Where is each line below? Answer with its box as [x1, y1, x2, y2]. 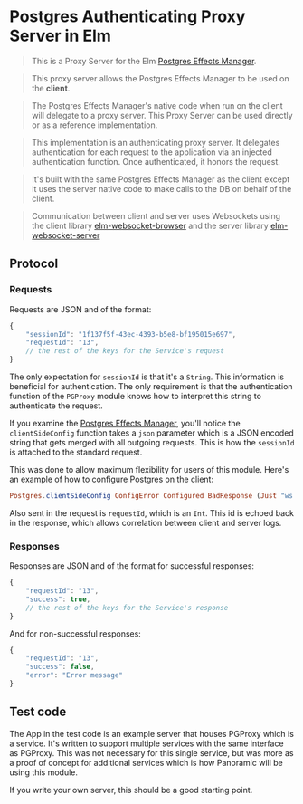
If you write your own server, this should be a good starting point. [9, 784, 253, 795]
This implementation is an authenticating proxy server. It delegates [31, 137, 280, 148]
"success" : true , [25, 595, 91, 604]
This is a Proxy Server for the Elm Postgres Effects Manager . [31, 55, 257, 66]
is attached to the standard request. [9, 446, 143, 457]
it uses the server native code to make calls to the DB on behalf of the [31, 183, 292, 194]
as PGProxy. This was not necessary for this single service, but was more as [9, 747, 294, 758]
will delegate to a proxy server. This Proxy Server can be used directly [31, 110, 293, 120]
